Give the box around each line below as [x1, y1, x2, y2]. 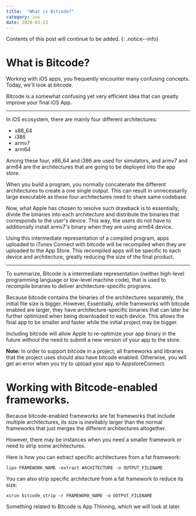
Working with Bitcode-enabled [6, 381, 158, 394]
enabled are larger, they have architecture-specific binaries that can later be [6, 307, 189, 314]
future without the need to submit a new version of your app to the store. [6, 336, 181, 343]
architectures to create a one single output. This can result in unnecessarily [6, 187, 188, 194]
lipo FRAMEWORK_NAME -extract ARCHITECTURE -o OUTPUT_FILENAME [6, 465, 163, 471]
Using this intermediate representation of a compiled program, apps [6, 235, 169, 242]
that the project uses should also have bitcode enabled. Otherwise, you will [6, 354, 187, 361]
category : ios [6, 14, 41, 20]
